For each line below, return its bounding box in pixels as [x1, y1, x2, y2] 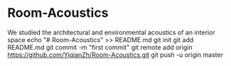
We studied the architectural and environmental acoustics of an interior [7, 28, 215, 37]
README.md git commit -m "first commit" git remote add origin [7, 43, 193, 51]
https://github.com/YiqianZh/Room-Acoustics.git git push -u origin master [7, 51, 224, 59]
